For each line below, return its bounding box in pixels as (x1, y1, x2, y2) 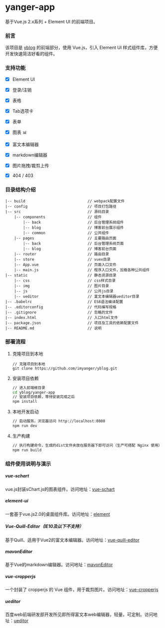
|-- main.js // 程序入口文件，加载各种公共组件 (14, 268, 150, 273)
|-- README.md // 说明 (5, 326, 102, 331)
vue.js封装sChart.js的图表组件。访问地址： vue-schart (5, 486, 115, 492)
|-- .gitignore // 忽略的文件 (5, 310, 113, 315)
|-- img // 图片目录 (14, 284, 109, 289)
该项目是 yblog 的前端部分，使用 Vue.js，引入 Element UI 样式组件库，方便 (5, 44, 158, 51)
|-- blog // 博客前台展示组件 (23, 225, 124, 230)
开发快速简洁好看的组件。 (5, 51, 58, 57)
